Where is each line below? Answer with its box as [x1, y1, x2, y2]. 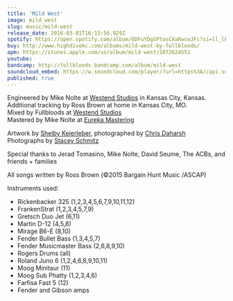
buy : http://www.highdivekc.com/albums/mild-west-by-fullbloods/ [7, 42, 200, 49]
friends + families [7, 157, 58, 166]
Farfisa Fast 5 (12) [17, 279, 69, 287]
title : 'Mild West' [7, 10, 64, 17]
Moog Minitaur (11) [17, 264, 71, 273]
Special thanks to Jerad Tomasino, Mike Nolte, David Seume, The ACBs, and [7, 150, 225, 158]
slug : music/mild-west [7, 23, 73, 30]
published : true [7, 74, 54, 82]
